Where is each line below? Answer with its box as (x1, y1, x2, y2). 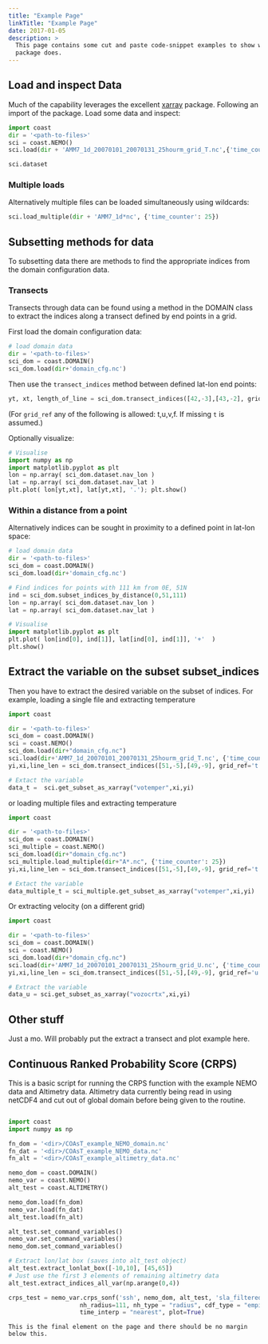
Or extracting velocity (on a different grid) (8, 902, 145, 911)
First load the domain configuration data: (8, 327, 142, 337)
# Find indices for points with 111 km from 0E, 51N (8, 583, 187, 592)
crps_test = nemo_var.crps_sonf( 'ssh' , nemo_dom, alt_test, (8, 1294, 213, 1302)
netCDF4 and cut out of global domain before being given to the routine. (8, 1095, 246, 1105)
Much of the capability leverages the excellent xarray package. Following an (8, 99, 259, 109)
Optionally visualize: (8, 433, 74, 442)
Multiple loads (8, 179, 65, 190)
